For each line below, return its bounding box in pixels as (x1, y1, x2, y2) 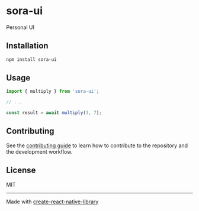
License (6, 165, 36, 176)
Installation (6, 41, 49, 51)
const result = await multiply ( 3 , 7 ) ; (6, 110, 102, 116)
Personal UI (6, 24, 34, 31)
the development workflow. (6, 148, 73, 155)
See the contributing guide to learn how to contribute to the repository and (6, 142, 188, 149)
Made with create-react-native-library (6, 198, 99, 205)
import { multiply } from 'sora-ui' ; (6, 89, 99, 95)
